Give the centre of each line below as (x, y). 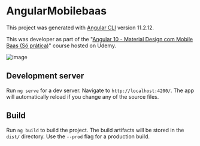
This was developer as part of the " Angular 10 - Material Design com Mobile (100, 39)
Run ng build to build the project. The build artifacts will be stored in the (95, 130)
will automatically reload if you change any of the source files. (83, 96)
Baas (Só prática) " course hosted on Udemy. (61, 45)
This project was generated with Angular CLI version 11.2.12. (80, 28)
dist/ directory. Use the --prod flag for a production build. (78, 136)
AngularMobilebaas (57, 11)
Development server (45, 76)
